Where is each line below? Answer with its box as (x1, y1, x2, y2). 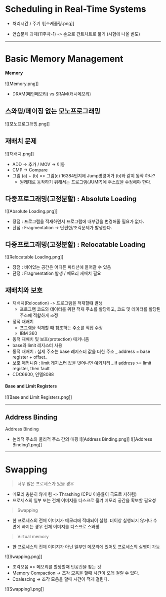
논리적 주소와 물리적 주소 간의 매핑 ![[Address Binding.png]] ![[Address (12, 436, 152, 442)
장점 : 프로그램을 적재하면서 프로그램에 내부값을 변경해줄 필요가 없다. (12, 218, 144, 224)
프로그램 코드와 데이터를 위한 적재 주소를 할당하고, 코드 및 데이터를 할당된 (19, 306, 161, 312)
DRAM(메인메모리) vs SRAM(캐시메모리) (12, 91, 91, 97)
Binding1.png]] (12, 442, 42, 448)
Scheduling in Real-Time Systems (5, 3, 147, 15)
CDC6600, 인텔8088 (12, 372, 54, 378)
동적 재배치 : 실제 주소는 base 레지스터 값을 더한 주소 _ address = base (12, 348, 151, 354)
